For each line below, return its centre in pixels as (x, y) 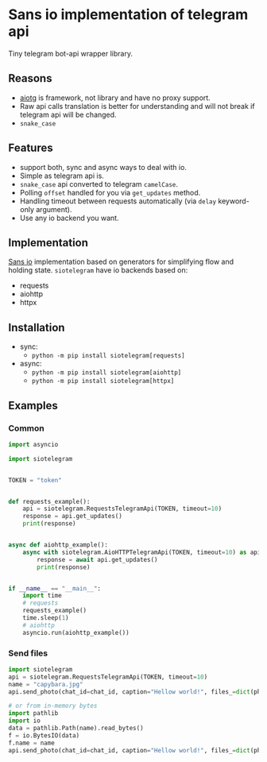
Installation (37, 327)
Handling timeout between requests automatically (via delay (118, 201)
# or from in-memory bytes (53, 706)
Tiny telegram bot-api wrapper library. (71, 53)
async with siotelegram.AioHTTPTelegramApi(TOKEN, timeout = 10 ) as (135, 552)
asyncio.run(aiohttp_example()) (76, 632)
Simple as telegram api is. (62, 176)
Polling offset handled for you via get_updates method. (110, 192)
